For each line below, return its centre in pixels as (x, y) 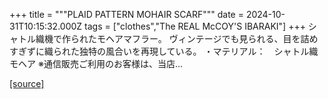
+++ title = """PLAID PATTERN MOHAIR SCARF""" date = (126, 14)
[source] (27, 83)
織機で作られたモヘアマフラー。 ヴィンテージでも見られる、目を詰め (177, 38)
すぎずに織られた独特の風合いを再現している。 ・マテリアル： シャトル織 (164, 51)
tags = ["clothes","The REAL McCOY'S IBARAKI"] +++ (195, 26)
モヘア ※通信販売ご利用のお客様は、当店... (96, 63)
